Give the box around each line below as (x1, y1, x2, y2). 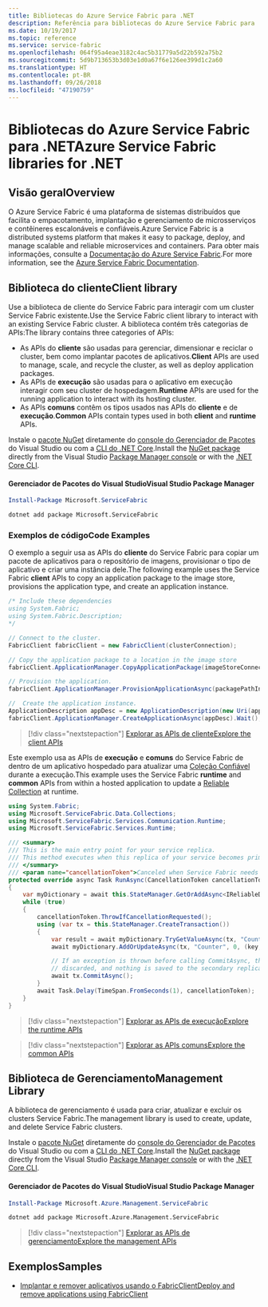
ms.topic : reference (8, 34, 77, 42)
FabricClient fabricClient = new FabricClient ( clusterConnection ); (8, 641, 238, 649)
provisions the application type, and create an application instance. (8, 582, 229, 592)
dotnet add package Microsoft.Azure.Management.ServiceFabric (8, 1214, 219, 1222)
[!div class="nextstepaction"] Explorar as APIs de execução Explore (27, 1016, 249, 1026)
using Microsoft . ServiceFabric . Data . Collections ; (8, 810, 177, 818)
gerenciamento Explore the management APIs (27, 1237, 177, 1246)
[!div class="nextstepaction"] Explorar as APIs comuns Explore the (27, 1040, 246, 1050)
